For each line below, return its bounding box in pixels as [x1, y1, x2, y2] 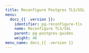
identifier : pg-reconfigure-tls [14, 21, 82, 27]
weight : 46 [14, 36, 37, 41]
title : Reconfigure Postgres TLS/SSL [5, 7, 85, 13]
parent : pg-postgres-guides [14, 31, 73, 36]
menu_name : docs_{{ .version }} [5, 40, 73, 45]
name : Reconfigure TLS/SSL [14, 26, 71, 31]
